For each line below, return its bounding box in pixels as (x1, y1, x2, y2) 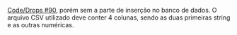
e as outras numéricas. (7, 21, 74, 29)
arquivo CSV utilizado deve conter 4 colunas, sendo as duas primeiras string (7, 13, 231, 22)
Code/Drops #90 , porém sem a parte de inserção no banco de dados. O (7, 6, 217, 14)
